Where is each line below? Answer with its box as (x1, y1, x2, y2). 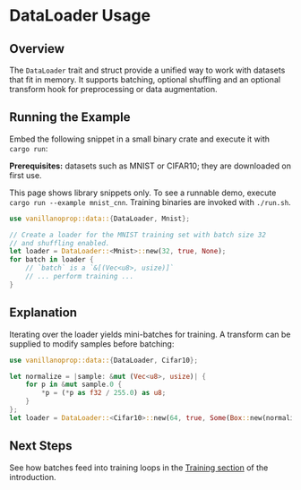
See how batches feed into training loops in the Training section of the (9, 462, 269, 473)
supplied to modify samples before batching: (9, 338, 175, 349)
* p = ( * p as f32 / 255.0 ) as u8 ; (41, 389, 167, 398)
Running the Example (9, 109, 132, 125)
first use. (9, 169, 42, 180)
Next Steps (9, 438, 73, 453)
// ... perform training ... (25, 272, 134, 281)
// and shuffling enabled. (9, 238, 110, 247)
